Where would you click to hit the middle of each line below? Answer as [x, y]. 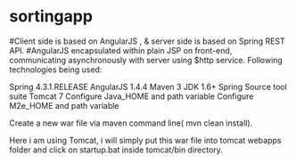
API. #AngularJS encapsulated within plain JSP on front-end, [121, 50]
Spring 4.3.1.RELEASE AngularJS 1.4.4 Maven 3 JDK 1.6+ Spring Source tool [148, 86]
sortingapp [51, 16]
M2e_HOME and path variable [64, 105]
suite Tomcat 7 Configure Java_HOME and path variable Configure [132, 96]
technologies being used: [56, 70]
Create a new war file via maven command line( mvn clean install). [131, 123]
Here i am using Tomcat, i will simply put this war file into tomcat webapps [145, 140]
